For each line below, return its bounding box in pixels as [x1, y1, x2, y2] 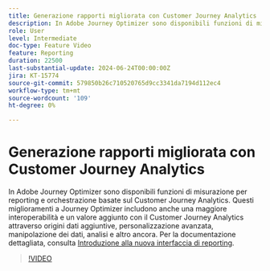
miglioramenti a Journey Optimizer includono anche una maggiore [8, 204, 227, 214]
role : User [8, 27, 45, 35]
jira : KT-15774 [8, 72, 59, 80]
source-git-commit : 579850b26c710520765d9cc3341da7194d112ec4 [8, 79, 221, 87]
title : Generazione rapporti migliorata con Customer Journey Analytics [8, 11, 257, 20]
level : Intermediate [8, 34, 78, 43]
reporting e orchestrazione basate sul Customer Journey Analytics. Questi [8, 195, 255, 205]
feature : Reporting [8, 49, 74, 57]
